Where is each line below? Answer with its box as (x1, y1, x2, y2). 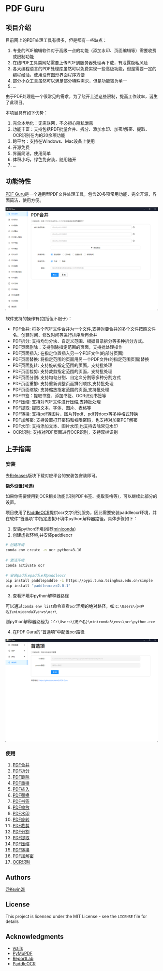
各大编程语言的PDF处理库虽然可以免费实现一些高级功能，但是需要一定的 (12, 66, 157, 71)
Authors (5, 873, 31, 882)
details (5, 919, 19, 924)
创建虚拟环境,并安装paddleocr (12, 532, 73, 538)
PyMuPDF (12, 951, 33, 956)
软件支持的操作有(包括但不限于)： (5, 316, 73, 322)
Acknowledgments (5, 932, 64, 940)
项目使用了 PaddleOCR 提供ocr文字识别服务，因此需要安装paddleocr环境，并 (5, 510, 157, 515)
